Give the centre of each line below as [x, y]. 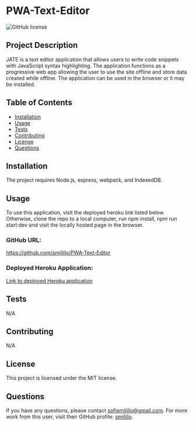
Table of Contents [39, 103]
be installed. [21, 84]
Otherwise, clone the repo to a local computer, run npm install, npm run [92, 219]
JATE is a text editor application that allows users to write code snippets [92, 59]
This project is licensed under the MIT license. [62, 378]
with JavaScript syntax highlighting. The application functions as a [86, 65]
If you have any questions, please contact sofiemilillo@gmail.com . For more [97, 411]
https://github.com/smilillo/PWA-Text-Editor [58, 253]
